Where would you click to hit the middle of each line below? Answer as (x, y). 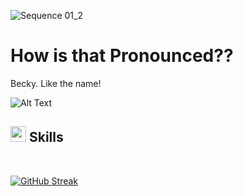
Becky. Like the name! (56, 83)
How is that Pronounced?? (122, 56)
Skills (46, 137)
